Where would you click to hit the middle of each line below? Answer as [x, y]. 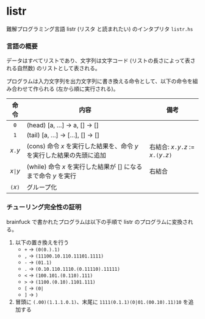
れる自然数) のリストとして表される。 [53, 68]
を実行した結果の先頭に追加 [67, 156]
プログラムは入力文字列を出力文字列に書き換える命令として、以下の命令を [100, 81]
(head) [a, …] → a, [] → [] [63, 125]
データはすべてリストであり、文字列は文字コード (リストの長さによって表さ [101, 61]
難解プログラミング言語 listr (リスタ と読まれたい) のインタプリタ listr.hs [100, 29]
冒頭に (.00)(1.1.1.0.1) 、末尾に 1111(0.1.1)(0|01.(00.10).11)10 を [102, 302]
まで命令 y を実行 [51, 176]
